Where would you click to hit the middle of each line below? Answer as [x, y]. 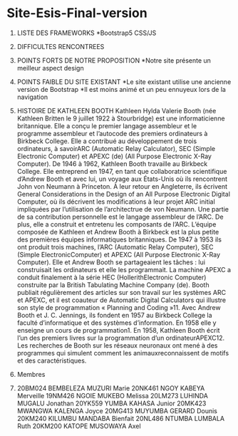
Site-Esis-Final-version [77, 13]
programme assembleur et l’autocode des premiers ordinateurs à [112, 133]
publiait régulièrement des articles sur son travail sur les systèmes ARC [121, 292]
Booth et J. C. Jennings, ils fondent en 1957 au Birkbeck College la [114, 315]
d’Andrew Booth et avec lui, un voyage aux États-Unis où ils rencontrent [122, 179]
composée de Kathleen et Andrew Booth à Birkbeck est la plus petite [118, 232]
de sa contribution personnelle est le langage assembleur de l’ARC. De [120, 217]
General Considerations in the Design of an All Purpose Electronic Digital [124, 194]
